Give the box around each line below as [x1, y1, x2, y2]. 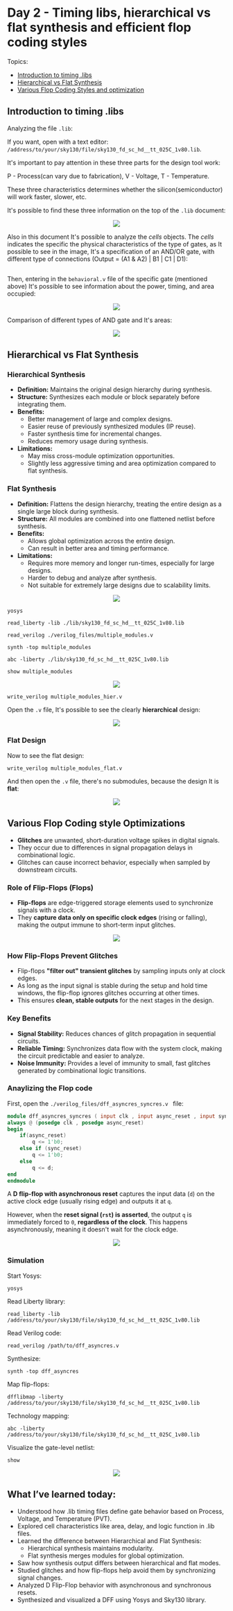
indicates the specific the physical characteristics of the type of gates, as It [7, 239, 222, 248]
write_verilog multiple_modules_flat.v [7, 765, 123, 772]
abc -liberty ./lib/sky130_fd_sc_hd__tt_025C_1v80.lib [7, 656, 169, 663]
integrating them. [17, 400, 67, 409]
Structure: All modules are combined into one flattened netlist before [17, 514, 215, 523]
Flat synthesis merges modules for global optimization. [27, 1551, 184, 1560]
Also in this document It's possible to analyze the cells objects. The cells [7, 233, 214, 241]
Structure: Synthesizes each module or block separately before [17, 393, 200, 401]
